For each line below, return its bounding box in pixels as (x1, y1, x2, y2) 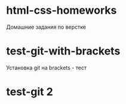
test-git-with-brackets (6, 44, 121, 58)
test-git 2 (6, 85, 54, 99)
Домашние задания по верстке (6, 23, 87, 30)
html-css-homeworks (6, 4, 117, 17)
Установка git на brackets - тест (6, 64, 87, 71)
